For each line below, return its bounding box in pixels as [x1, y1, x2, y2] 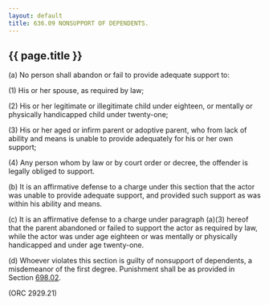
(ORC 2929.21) [8, 288, 58, 298]
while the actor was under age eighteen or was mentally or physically [8, 232, 238, 242]
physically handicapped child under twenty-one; [8, 110, 169, 120]
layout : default [8, 11, 63, 20]
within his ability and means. [8, 199, 103, 209]
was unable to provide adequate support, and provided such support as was [8, 190, 261, 201]
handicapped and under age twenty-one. [8, 240, 145, 250]
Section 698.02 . [8, 273, 62, 283]
